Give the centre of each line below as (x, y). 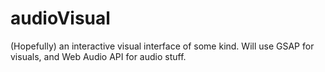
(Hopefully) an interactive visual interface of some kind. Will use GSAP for (162, 46)
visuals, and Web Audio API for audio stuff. (98, 56)
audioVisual (60, 18)
